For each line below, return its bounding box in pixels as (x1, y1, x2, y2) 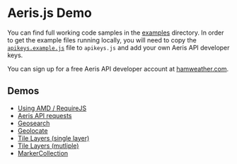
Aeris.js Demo (7, 5, 92, 21)
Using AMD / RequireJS (17, 104, 87, 112)
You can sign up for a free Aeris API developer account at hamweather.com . (7, 64, 229, 73)
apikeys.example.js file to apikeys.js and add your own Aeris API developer (7, 43, 230, 52)
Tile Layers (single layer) (17, 134, 90, 142)
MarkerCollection (17, 148, 69, 157)
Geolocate (17, 126, 48, 135)
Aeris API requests (17, 111, 72, 119)
